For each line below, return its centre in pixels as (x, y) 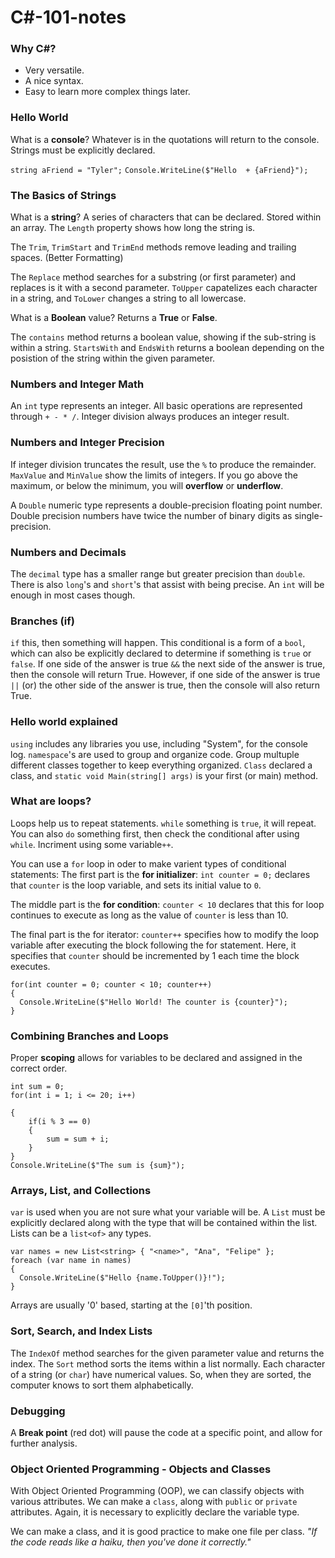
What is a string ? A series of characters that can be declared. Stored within (166, 217)
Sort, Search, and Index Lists (81, 1331)
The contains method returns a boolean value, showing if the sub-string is (163, 337)
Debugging (38, 1411)
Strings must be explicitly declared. (83, 150)
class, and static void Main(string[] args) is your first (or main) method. (164, 775)
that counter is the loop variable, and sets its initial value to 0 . (136, 885)
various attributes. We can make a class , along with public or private (154, 1502)
